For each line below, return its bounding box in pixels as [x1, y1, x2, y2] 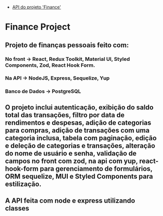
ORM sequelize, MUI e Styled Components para [5, 172, 153, 181]
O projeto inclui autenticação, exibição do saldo [5, 103, 154, 111]
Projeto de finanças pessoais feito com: [5, 41, 129, 49]
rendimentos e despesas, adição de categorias [5, 118, 151, 127]
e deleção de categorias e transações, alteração [5, 141, 156, 150]
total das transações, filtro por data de [5, 110, 125, 119]
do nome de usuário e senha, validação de [5, 149, 136, 158]
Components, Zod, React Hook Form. [5, 61, 95, 68]
